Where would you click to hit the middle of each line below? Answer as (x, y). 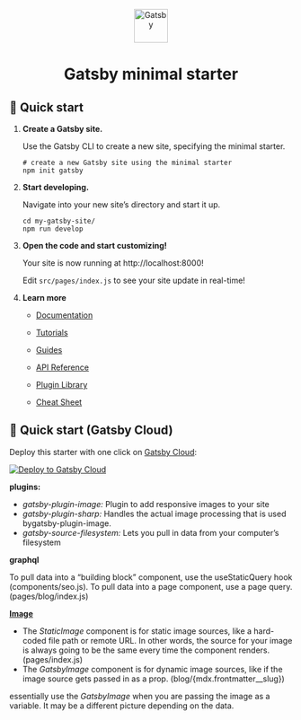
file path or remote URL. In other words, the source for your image (170, 640)
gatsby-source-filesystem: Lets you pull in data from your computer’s (150, 532)
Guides (49, 350)
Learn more (44, 298)
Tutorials (52, 333)
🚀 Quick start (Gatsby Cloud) (91, 430)
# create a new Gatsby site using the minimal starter (127, 162)
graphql (24, 559)
